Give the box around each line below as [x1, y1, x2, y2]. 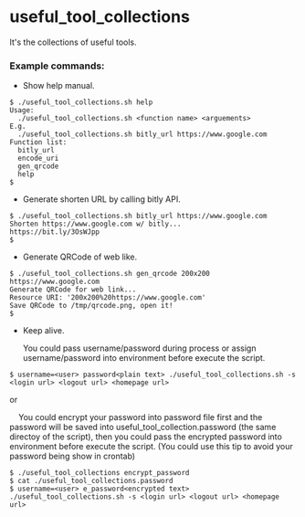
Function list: [9, 138, 68, 147]
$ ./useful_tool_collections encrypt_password [9, 469, 190, 478]
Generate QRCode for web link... [9, 285, 137, 294]
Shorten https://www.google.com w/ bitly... [9, 219, 182, 229]
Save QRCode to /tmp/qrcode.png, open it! [9, 301, 174, 311]
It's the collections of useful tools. [9, 37, 137, 47]
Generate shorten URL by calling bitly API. [22, 194, 181, 205]
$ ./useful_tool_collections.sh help [9, 98, 153, 107]
